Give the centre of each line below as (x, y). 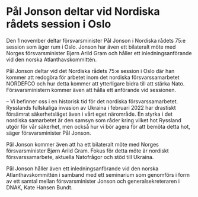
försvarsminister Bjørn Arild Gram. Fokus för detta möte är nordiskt (87, 151)
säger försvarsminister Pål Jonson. (49, 133)
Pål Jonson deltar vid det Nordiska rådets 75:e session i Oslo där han (90, 71)
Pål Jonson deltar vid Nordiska (83, 12)
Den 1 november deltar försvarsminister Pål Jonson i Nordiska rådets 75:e (96, 40)
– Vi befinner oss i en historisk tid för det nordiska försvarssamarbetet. (92, 101)
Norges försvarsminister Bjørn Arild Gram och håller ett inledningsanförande (99, 53)
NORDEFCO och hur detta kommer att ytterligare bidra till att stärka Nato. (95, 83)
